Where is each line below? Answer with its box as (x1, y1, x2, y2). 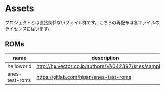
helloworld (7, 63, 32, 70)
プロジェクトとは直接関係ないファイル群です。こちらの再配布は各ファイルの (5, 19, 160, 25)
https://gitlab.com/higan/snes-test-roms (36, 73, 132, 80)
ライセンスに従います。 (5, 25, 53, 32)
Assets (5, 3, 34, 14)
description (91, 54, 119, 61)
